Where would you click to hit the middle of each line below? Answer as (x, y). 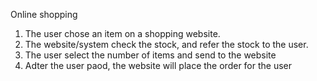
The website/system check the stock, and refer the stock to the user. (166, 44)
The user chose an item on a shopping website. (122, 33)
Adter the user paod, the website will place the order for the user (158, 65)
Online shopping (44, 14)
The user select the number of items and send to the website (150, 55)
